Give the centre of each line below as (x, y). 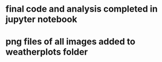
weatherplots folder (47, 52)
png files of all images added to (70, 42)
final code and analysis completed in (82, 9)
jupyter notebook (41, 19)
